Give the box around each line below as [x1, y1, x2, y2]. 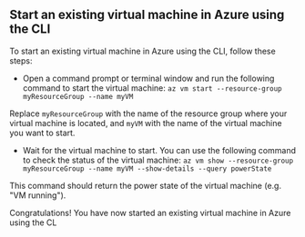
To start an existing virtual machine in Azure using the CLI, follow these [9, 45, 276, 56]
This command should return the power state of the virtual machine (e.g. [9, 180, 282, 191]
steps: [9, 54, 33, 66]
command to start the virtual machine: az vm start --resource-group [22, 82, 282, 94]
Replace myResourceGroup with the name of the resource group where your [9, 108, 288, 119]
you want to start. [9, 127, 76, 138]
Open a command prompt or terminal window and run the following [22, 73, 275, 84]
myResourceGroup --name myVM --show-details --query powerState [22, 163, 272, 173]
